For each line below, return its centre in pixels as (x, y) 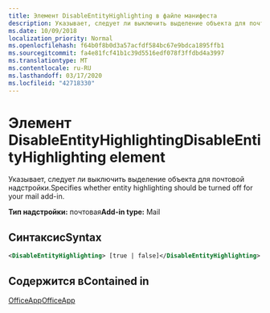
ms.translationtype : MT (48, 61)
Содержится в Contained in (79, 281)
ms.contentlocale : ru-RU (50, 68)
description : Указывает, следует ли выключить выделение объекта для (127, 23)
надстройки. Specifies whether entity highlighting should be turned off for (131, 188)
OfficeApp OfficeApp (42, 300)
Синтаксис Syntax (55, 237)
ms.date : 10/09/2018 (43, 31)
